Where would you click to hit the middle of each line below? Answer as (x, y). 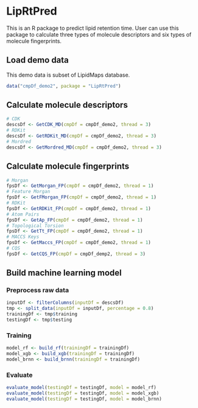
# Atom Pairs (23, 214)
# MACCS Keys (23, 237)
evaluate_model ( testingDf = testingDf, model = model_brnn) (84, 399)
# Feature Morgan (28, 192)
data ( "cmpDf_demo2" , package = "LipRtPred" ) (64, 86)
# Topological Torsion (35, 226)
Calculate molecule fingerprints (68, 167)
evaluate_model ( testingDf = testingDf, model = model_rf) (81, 388)
